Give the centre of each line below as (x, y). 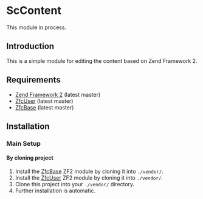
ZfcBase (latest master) (44, 107)
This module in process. (36, 27)
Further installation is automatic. (55, 191)
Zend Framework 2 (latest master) (58, 94)
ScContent (34, 11)
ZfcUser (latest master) (44, 101)
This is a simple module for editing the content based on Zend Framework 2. (102, 60)
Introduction (30, 46)
